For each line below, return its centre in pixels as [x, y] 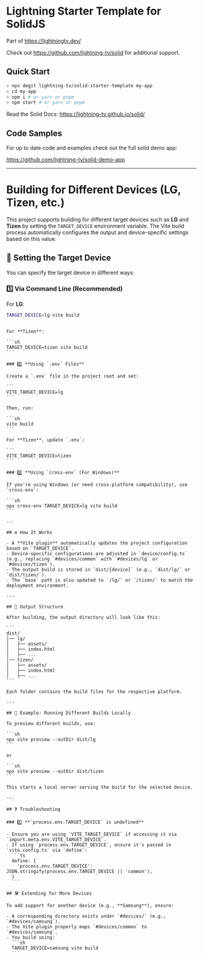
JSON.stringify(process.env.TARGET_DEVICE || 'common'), [79, 871]
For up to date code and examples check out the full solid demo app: [92, 148]
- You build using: [31, 937]
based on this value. [31, 239]
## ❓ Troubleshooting [34, 809]
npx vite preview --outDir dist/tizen [55, 771]
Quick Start [28, 72]
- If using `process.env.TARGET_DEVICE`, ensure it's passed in [89, 845]
